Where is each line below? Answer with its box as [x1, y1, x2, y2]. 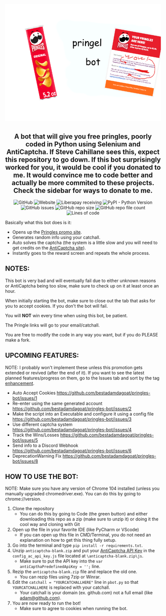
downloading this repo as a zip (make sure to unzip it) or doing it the [19, 516, 159, 522]
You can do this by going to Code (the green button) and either [19, 511, 148, 517]
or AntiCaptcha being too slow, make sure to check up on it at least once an [5, 283, 159, 288]
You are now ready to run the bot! [12, 600, 81, 606]
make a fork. [5, 337, 31, 343]
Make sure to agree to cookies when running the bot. [19, 606, 127, 612]
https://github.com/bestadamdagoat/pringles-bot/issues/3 [12, 416, 132, 422]
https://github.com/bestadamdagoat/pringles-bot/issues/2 [12, 405, 132, 412]
